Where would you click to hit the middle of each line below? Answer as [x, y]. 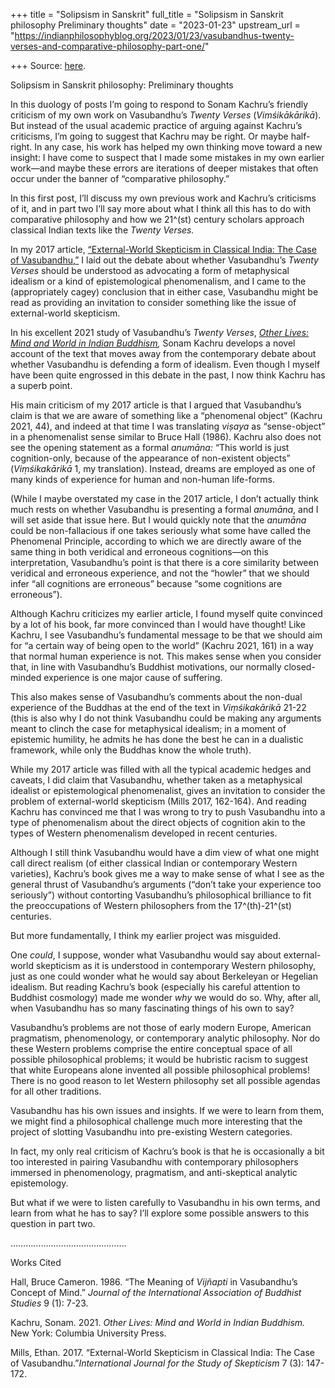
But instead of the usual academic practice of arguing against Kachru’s [156, 125]
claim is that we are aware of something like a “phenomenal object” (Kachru [166, 415]
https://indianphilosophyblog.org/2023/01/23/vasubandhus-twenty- [154, 35]
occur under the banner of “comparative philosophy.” [120, 178]
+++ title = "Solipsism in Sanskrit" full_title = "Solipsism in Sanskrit [147, 14]
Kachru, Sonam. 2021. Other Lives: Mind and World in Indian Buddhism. [158, 1322]
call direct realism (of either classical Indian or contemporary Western [154, 863]
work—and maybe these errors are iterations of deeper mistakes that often [164, 168]
